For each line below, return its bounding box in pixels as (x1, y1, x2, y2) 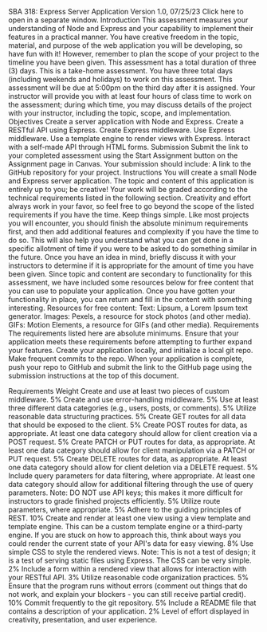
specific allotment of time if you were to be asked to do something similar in (8, 244, 257, 253)
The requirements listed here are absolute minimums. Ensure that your (8, 328, 239, 338)
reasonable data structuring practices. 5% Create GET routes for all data (8, 412, 246, 421)
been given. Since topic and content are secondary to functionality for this (8, 269, 253, 278)
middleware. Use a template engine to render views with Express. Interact (8, 134, 251, 143)
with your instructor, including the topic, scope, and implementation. (8, 108, 233, 118)
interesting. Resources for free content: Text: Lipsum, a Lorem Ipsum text (8, 303, 249, 312)
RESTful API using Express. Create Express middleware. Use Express (8, 125, 235, 135)
